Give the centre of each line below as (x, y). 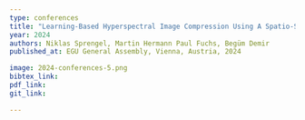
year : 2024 (30, 35)
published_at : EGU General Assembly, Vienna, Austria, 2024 (126, 52)
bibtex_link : (34, 77)
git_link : (28, 93)
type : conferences (44, 18)
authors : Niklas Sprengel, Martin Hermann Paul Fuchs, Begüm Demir (140, 43)
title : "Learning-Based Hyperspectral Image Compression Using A (135, 26)
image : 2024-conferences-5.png (69, 68)
